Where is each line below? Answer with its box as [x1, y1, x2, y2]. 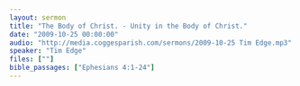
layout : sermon [9, 13, 67, 22]
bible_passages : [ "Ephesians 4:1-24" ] [9, 64, 155, 73]
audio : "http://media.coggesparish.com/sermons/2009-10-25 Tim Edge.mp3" [9, 38, 293, 47]
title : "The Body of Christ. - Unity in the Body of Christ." [9, 21, 248, 30]
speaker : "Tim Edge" [9, 47, 87, 56]
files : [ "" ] [9, 55, 54, 64]
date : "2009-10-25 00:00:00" [9, 30, 119, 39]
